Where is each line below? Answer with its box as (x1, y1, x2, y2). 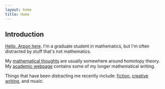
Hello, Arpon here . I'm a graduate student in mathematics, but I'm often (5, 43, 150, 49)
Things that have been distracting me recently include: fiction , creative (5, 73, 149, 79)
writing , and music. (5, 78, 44, 84)
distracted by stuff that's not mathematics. (5, 48, 91, 54)
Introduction (5, 30, 44, 39)
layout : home (5, 7, 32, 12)
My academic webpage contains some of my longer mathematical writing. (5, 63, 156, 69)
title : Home (5, 12, 30, 17)
